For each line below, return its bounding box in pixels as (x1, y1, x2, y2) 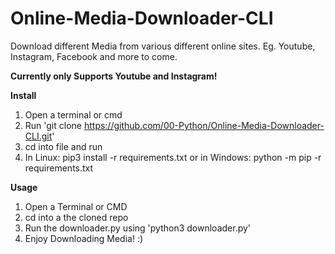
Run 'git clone (24, 119, 82, 131)
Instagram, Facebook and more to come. (10, 50, 178, 62)
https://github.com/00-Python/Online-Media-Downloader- (83, 119, 325, 131)
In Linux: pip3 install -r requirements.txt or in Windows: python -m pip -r (24, 151, 322, 163)
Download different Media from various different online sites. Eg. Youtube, (10, 40, 316, 52)
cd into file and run (24, 140, 103, 152)
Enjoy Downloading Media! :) (24, 232, 144, 244)
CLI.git (24, 130, 53, 142)
